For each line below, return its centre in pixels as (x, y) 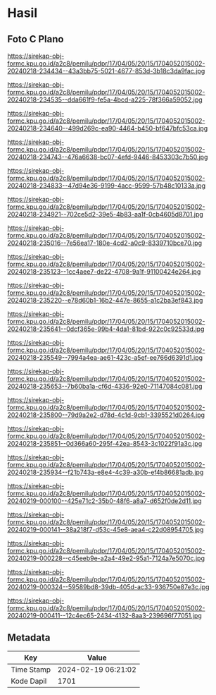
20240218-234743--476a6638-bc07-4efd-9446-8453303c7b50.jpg (108, 157)
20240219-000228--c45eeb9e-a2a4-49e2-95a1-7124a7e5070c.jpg (106, 558)
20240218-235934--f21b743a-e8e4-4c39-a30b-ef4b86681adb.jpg (106, 472)
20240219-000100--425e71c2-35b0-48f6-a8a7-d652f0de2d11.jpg (104, 501)
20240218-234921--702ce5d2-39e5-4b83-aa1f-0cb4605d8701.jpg (106, 214)
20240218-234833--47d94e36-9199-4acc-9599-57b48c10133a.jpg (107, 186)
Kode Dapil (29, 681)
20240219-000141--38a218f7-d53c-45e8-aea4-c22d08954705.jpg (106, 530)
